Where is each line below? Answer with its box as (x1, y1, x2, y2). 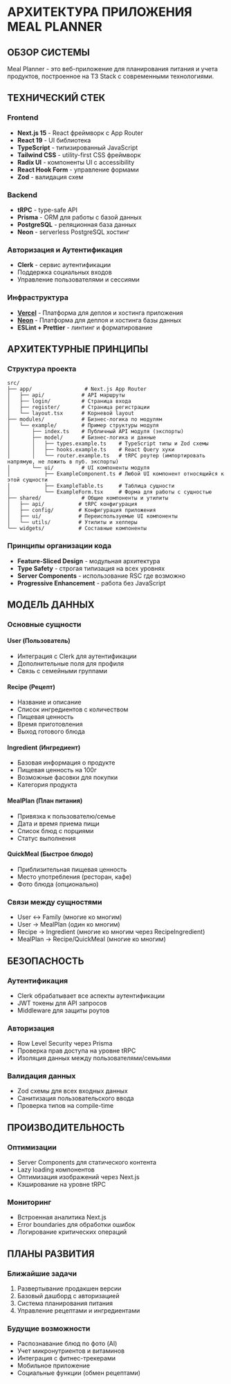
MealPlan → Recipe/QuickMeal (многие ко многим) (17, 935, 166, 943)
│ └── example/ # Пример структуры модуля (7, 422, 159, 429)
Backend (7, 190, 38, 199)
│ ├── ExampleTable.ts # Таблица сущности (7, 482, 175, 490)
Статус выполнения (17, 834, 76, 842)
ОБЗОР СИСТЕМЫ (7, 46, 90, 58)
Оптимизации (7, 1142, 57, 1152)
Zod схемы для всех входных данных (17, 1087, 128, 1095)
